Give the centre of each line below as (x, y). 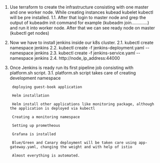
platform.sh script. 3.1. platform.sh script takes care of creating (73, 73)
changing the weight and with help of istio (87, 147)
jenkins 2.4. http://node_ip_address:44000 (77, 58)
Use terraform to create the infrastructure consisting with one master (79, 7)
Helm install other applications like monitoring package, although (83, 104)
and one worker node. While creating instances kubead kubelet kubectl (81, 12)
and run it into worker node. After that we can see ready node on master (82, 28)
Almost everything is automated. (46, 156)
